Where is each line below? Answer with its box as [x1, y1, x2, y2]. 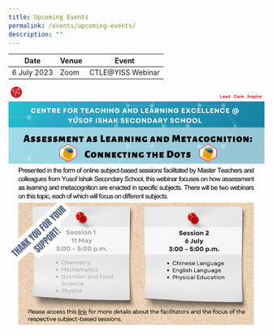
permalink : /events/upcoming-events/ [8, 21, 136, 30]
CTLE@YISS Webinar [89, 67, 160, 77]
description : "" [8, 30, 63, 38]
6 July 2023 [11, 67, 54, 77]
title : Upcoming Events [8, 13, 89, 21]
